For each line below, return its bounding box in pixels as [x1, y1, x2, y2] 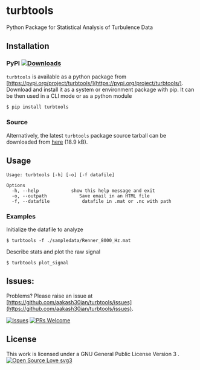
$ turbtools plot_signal [6, 260, 69, 266]
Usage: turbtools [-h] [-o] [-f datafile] [6, 171, 115, 178]
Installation [6, 41, 50, 51]
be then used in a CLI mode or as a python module [6, 92, 132, 100]
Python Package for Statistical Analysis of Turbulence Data [6, 24, 153, 31]
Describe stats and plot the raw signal [6, 248, 101, 255]
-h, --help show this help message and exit [11, 188, 155, 194]
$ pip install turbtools [6, 104, 69, 110]
